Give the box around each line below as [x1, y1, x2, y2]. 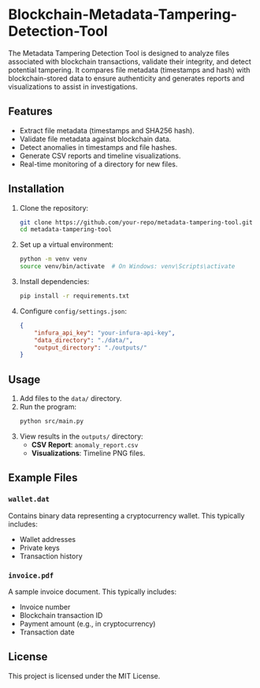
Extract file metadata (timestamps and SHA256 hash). [19, 125, 195, 135]
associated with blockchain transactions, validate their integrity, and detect [8, 57, 252, 66]
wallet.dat [8, 495, 50, 504]
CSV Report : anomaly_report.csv [31, 440, 139, 449]
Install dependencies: [19, 277, 90, 286]
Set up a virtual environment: [19, 240, 114, 249]
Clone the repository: [19, 203, 89, 212]
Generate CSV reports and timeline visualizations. [19, 151, 181, 160]
